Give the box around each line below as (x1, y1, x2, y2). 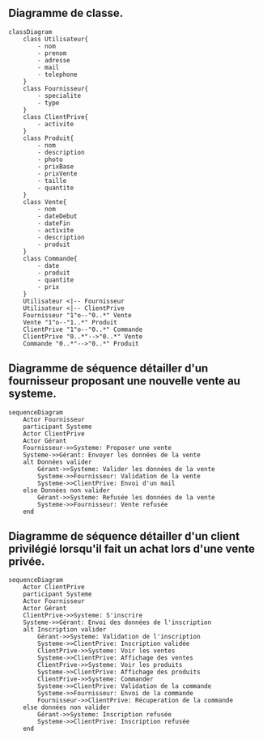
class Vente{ (23, 197, 67, 206)
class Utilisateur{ (23, 35, 89, 43)
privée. (8, 554, 45, 569)
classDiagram (8, 28, 53, 36)
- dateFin (37, 219, 70, 227)
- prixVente (37, 169, 78, 177)
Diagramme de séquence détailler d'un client (8, 529, 240, 543)
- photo (37, 155, 63, 164)
